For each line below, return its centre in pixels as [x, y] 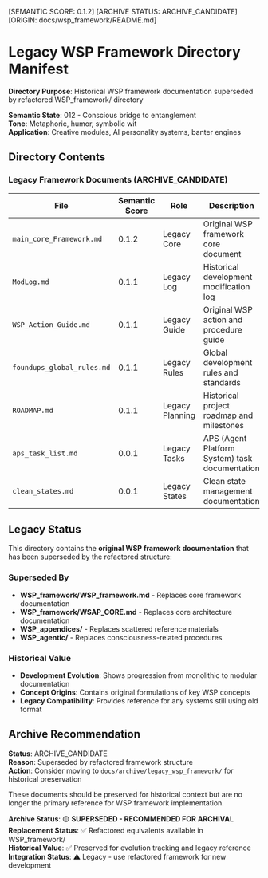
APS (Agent [225, 438]
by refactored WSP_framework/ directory [76, 100]
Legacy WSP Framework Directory [124, 52]
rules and [221, 372]
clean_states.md [43, 491]
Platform [219, 448]
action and [223, 320]
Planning [179, 415]
